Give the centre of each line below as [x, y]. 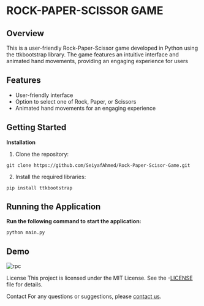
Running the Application [54, 207]
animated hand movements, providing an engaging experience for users [97, 61]
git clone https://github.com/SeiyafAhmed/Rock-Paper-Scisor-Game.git [98, 165]
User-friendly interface [44, 95]
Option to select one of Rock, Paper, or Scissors [76, 101]
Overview [25, 33]
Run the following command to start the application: [74, 221]
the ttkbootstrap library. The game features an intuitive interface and [93, 55]
